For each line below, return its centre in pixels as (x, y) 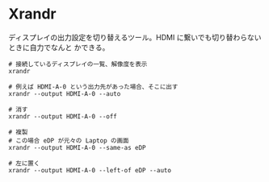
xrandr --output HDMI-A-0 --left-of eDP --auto (90, 170)
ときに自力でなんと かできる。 (59, 47)
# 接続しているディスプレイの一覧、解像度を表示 (78, 64)
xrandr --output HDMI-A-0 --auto (65, 93)
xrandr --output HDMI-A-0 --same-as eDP (78, 147)
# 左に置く (24, 163)
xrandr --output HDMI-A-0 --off (63, 116)
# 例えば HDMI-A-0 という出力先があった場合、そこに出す (93, 87)
